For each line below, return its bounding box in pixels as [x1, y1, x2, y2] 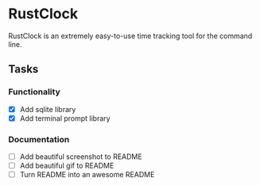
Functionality [8, 87, 61, 98]
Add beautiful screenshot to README [19, 152, 142, 161]
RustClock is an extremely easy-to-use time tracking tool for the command [8, 31, 253, 41]
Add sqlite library [19, 104, 76, 114]
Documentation [8, 134, 70, 145]
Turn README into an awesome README [19, 170, 155, 180]
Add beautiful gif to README [19, 161, 114, 171]
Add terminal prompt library [19, 113, 111, 123]
